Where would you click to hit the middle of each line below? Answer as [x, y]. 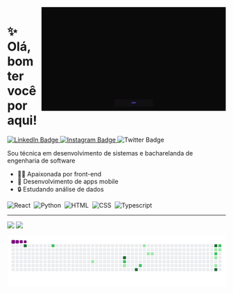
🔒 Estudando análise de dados [60, 189]
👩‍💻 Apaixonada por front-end [59, 174]
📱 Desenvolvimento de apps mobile [68, 181]
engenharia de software [41, 160]
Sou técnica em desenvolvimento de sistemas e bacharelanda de [100, 153]
